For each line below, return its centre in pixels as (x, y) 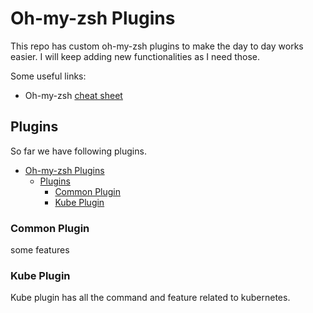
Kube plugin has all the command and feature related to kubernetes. (150, 298)
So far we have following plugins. (78, 151)
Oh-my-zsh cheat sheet (73, 95)
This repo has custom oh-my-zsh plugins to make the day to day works (157, 46)
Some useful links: (48, 76)
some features (40, 250)
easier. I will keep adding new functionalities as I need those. (135, 56)
